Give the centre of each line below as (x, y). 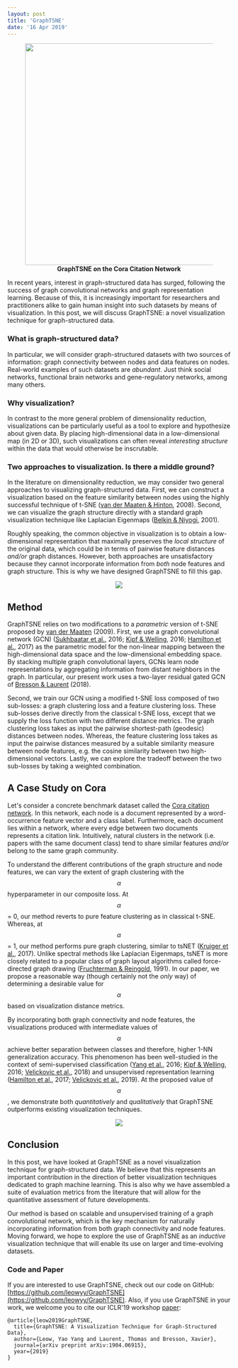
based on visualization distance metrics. (66, 1005)
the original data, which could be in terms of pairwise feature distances (111, 549)
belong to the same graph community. (63, 850)
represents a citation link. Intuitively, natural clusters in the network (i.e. (112, 835)
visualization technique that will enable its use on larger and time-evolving (115, 1243)
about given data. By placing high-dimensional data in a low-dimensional (113, 433)
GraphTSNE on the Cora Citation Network (119, 269)
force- (212, 961)
